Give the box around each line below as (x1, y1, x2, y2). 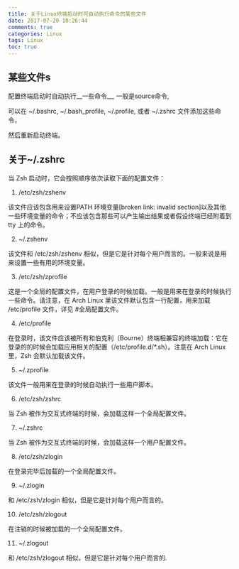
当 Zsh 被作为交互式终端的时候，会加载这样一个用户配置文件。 (8, 438, 191, 446)
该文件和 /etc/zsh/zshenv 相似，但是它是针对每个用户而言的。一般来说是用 (8, 249, 227, 258)
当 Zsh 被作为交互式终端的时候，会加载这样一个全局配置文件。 (8, 409, 191, 418)
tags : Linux (8, 37, 43, 44)
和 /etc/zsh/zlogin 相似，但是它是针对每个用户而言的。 (8, 495, 167, 504)
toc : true (8, 43, 38, 50)
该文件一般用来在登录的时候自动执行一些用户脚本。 (8, 380, 157, 389)
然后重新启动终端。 (8, 131, 65, 139)
